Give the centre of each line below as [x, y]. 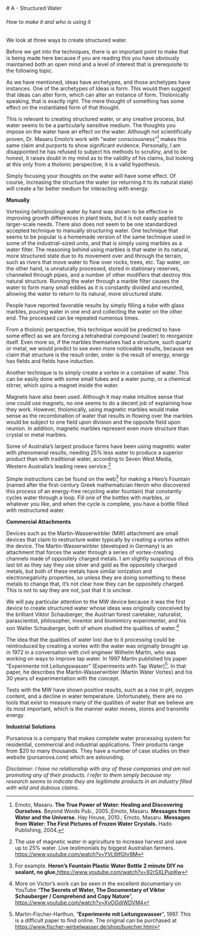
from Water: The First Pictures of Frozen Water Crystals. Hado [93, 824]
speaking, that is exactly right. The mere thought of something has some [95, 101]
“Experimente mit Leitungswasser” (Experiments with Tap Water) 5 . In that [96, 665]
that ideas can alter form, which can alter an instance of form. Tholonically [98, 95]
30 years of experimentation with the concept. [63, 678]
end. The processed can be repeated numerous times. [73, 318]
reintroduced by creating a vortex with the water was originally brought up [97, 646]
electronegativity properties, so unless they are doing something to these [96, 578]
